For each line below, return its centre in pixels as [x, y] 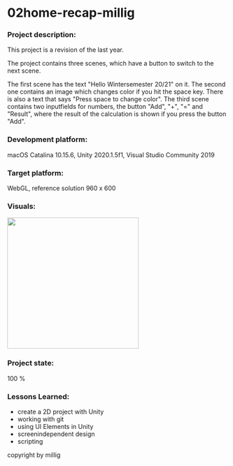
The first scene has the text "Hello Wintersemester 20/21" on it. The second [116, 85]
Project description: [42, 35]
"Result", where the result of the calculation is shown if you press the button [117, 114]
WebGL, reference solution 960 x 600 [62, 188]
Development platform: [48, 140]
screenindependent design [56, 434]
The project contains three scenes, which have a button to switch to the [111, 64]
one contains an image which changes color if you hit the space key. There [115, 92]
